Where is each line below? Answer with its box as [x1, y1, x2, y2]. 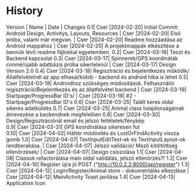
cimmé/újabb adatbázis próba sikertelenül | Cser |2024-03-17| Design [6, 60, 177, 68]
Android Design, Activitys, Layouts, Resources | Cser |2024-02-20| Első [6, 29, 181, 36]
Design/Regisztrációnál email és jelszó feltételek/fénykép [6, 117, 145, 124]
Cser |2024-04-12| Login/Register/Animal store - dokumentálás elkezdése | [6, 167, 190, 174]
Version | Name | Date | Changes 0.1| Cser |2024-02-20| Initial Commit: [6, 23, 179, 31]
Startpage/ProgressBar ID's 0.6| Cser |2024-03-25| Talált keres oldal [6, 98, 174, 105]
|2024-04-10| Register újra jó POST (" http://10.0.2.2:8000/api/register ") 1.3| [6, 160, 190, 168]
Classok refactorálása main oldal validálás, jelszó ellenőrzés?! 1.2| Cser [15, 154, 188, 161]
